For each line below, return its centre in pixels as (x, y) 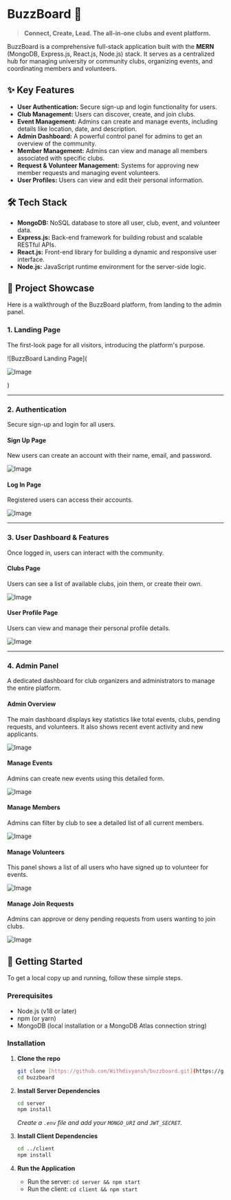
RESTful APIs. (36, 245)
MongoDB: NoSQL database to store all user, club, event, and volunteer (119, 223)
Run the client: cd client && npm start (82, 1189)
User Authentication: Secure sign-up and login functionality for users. (117, 107)
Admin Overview (32, 704)
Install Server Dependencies (58, 1090)
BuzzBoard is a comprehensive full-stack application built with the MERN (111, 46)
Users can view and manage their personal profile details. (89, 628)
